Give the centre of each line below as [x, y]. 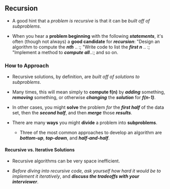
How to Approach [27, 65]
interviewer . [25, 182]
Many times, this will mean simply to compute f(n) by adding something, [89, 92]
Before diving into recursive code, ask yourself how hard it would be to [87, 171]
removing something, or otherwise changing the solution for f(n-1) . [84, 98]
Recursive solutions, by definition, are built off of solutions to [76, 77]
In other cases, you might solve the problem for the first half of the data [88, 107]
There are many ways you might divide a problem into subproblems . [84, 123]
